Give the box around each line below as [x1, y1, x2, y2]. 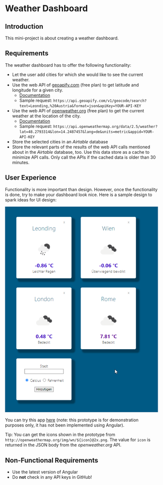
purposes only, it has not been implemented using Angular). [5, 422, 125, 428]
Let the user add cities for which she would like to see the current [12, 72, 143, 77]
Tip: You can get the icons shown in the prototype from [5, 431, 115, 438]
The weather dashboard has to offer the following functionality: [5, 62, 131, 68]
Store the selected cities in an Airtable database [12, 139, 108, 144]
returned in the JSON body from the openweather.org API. [5, 442, 122, 448]
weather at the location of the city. [12, 113, 81, 119]
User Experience [5, 174, 57, 182]
